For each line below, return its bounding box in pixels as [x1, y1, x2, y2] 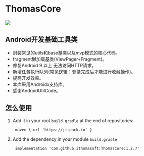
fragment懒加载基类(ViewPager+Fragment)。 [12, 56, 107, 62]
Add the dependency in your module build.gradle [12, 136, 117, 142]
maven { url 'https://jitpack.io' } [15, 127, 92, 132]
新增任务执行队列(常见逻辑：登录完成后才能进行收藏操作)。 [12, 69, 136, 75]
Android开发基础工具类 [5, 35, 78, 44]
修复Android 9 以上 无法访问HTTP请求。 [12, 62, 97, 68]
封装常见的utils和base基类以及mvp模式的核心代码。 [12, 49, 120, 56]
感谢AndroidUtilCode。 [12, 87, 61, 93]
